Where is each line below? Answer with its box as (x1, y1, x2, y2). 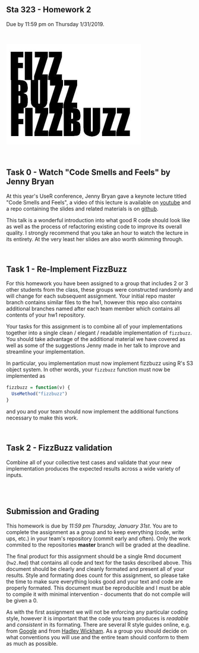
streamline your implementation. (6, 348, 85, 355)
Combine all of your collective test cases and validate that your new (6, 459, 172, 466)
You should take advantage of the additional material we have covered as (6, 336, 186, 343)
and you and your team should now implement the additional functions (6, 408, 179, 415)
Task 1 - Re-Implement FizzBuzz (6, 264, 128, 275)
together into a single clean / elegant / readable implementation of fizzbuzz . (6, 329, 192, 336)
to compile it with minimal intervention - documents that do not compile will (6, 591, 190, 598)
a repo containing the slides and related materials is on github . (6, 205, 159, 212)
